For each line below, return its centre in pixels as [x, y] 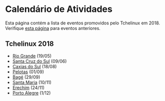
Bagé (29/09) [26, 77]
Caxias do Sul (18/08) [34, 66]
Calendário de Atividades [59, 9]
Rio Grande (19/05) [32, 56]
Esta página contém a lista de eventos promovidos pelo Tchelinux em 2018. [83, 23]
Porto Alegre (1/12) [31, 93]
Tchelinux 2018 [29, 44]
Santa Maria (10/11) [32, 82]
